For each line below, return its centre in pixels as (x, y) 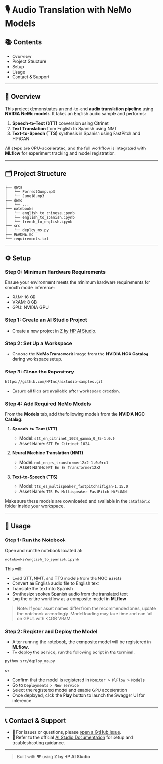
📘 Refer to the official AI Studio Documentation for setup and (73, 737)
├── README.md (19, 234)
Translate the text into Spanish (42, 588)
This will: (14, 569)
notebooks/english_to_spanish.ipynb (42, 559)
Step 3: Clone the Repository (40, 372)
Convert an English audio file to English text (56, 583)
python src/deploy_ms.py (30, 661)
